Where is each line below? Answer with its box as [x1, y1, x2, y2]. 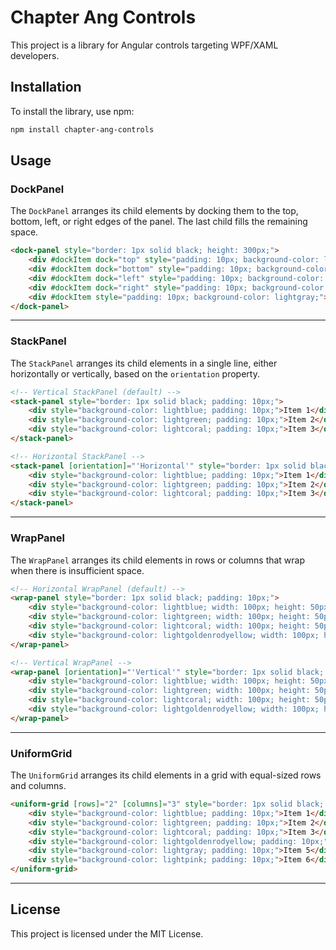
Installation [10, 79, 82, 96]
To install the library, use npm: [10, 105, 135, 117]
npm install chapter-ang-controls [10, 124, 155, 135]
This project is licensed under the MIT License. [10, 927, 204, 940]
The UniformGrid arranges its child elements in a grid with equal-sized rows [10, 769, 322, 781]
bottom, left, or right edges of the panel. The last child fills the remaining [10, 216, 308, 228]
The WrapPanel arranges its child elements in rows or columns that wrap [10, 554, 306, 566]
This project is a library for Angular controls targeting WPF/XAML [10, 39, 279, 51]
